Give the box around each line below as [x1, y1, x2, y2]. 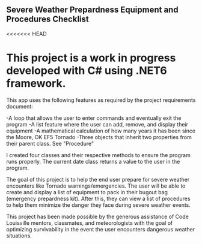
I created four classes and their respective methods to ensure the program [6, 151, 191, 158]
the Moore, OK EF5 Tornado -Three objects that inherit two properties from [6, 133, 192, 140]
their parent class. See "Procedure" [6, 140, 94, 147]
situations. [6, 232, 32, 239]
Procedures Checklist [6, 14, 89, 25]
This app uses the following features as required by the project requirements [6, 96, 196, 104]
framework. [6, 77, 66, 90]
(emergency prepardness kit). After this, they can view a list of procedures [6, 195, 191, 202]
